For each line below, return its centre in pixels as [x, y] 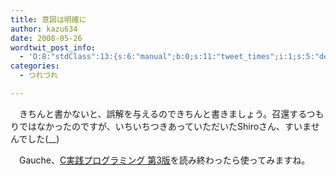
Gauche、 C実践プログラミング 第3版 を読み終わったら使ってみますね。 [164, 160]
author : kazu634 [44, 29]
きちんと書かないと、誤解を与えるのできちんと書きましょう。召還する [162, 113]
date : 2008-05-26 [46, 38]
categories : [35, 66]
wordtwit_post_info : [53, 47]
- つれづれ [38, 76]
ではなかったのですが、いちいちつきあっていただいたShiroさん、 [152, 126]
